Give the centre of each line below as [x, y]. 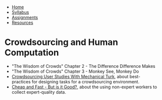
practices [21, 81]
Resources [22, 22]
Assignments [25, 17]
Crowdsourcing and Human [61, 42]
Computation [32, 53]
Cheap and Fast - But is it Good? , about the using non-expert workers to [84, 87]
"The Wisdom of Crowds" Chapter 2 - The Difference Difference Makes [83, 66]
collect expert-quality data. [39, 92]
